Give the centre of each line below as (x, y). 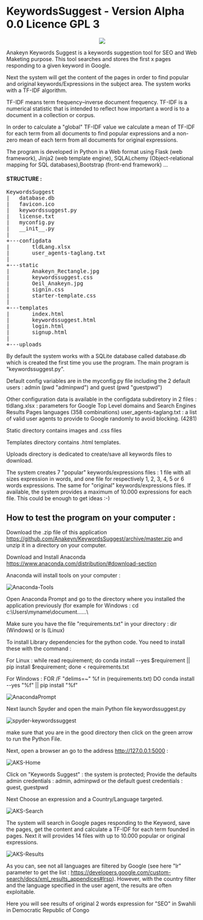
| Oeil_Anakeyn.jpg (45, 284)
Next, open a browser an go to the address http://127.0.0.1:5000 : (87, 750)
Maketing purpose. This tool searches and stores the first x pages (89, 59)
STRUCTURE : (24, 179)
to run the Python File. (34, 739)
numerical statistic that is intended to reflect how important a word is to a (98, 109)
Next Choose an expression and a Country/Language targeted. (85, 799)
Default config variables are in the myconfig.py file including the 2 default (98, 381)
